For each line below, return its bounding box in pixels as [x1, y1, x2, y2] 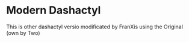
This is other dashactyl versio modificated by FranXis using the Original [6, 23, 184, 30]
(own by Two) [6, 29, 40, 36]
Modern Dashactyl [6, 4, 101, 17]
